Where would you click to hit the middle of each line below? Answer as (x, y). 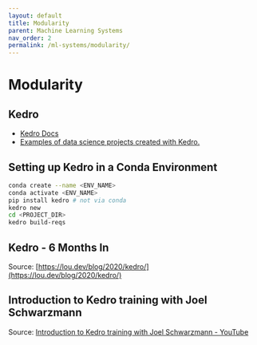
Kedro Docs (39, 133)
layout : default (35, 16)
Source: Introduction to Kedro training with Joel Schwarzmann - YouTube (128, 331)
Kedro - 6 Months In (59, 247)
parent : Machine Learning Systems (66, 30)
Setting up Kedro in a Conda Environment (113, 167)
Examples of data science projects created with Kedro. (110, 142)
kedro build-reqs (37, 223)
